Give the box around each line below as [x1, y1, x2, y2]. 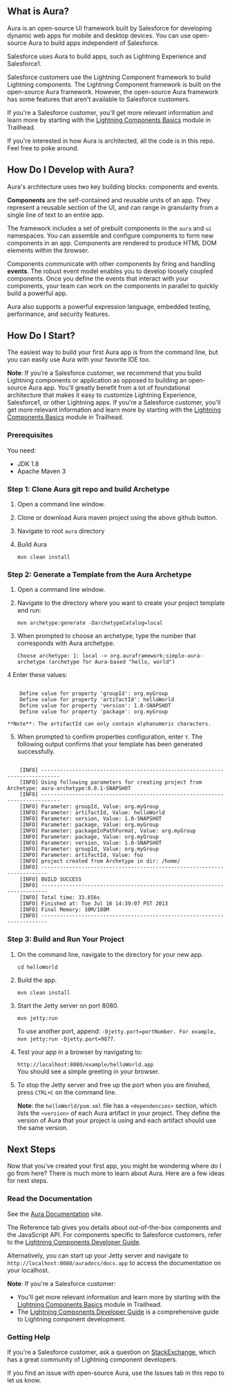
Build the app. [17, 976, 57, 984]
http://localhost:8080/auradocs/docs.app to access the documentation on [7, 1258, 222, 1267]
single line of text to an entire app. [7, 211, 104, 219]
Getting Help [7, 1332, 50, 1341]
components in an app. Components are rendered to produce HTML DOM [7, 238, 217, 247]
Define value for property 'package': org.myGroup [19, 708, 168, 716]
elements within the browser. [7, 246, 90, 254]
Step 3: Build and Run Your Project [7, 935, 124, 944]
